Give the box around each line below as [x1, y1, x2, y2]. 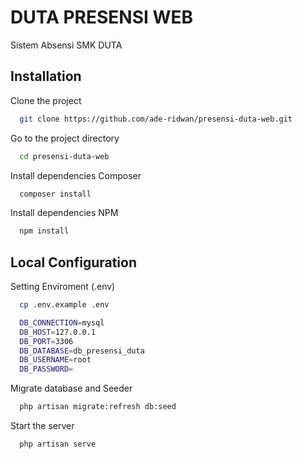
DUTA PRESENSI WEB [10, 6, 194, 29]
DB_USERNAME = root [19, 355, 92, 365]
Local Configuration [10, 254, 138, 271]
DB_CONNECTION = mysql [19, 317, 105, 328]
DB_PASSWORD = [19, 364, 74, 375]
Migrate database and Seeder [10, 382, 133, 395]
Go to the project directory [10, 132, 120, 144]
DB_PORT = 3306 [19, 336, 74, 346]
